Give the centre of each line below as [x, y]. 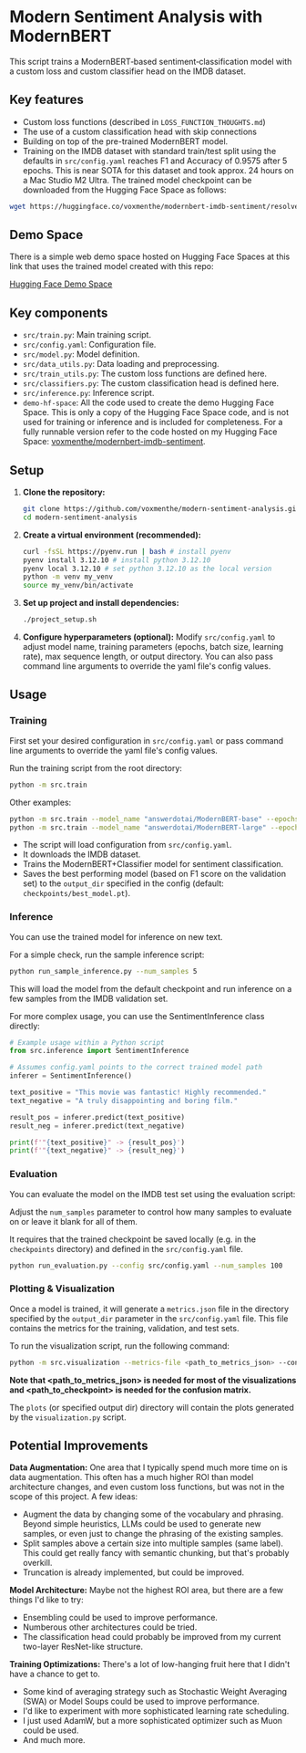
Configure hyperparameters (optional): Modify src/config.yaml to [149, 637]
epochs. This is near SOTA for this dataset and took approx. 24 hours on [158, 170]
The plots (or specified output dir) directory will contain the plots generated [152, 1407]
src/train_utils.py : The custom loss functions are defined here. [144, 374]
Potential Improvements [79, 1446]
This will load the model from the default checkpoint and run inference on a [151, 988]
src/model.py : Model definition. [81, 354]
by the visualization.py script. [68, 1417]
